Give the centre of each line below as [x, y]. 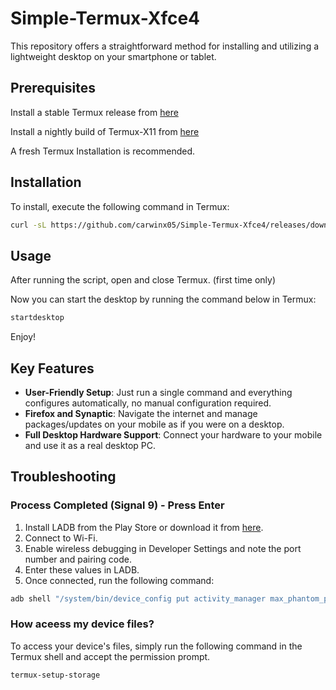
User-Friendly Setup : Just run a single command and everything [158, 392]
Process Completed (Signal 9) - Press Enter [117, 505]
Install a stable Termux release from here [94, 112]
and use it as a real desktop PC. [90, 445]
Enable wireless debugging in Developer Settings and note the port [163, 548]
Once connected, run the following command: [119, 580]
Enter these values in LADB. [82, 569]
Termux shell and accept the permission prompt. [110, 656]
